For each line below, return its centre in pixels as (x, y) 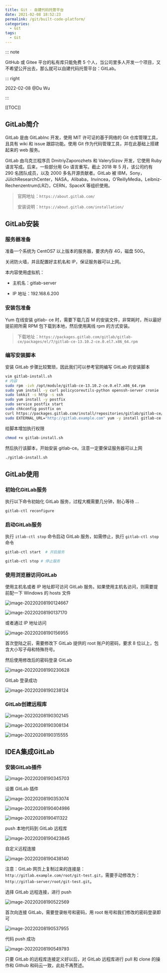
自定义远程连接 (20, 849)
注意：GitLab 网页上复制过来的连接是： (45, 869)
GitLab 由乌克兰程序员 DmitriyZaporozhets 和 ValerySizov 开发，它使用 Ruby (83, 160)
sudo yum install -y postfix (35, 400)
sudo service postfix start (34, 404)
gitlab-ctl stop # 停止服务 (33, 561)
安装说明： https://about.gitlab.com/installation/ (71, 207)
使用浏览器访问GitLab (31, 575)
